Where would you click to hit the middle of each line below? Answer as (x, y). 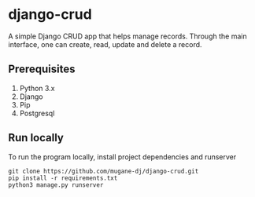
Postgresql (37, 113)
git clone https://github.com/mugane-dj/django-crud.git (103, 171)
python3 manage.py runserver (56, 185)
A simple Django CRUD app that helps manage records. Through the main (128, 36)
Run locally (36, 138)
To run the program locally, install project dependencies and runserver (122, 157)
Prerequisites (42, 69)
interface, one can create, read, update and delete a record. (105, 44)
